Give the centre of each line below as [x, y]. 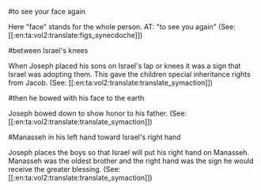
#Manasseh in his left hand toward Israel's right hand [95, 137]
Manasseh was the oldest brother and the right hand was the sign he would [131, 161]
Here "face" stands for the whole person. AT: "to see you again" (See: [122, 27]
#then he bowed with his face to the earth [76, 98]
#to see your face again [47, 11]
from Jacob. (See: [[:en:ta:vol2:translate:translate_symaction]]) [111, 83]
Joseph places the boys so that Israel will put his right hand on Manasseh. [129, 152]
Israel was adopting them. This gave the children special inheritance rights [129, 74]
